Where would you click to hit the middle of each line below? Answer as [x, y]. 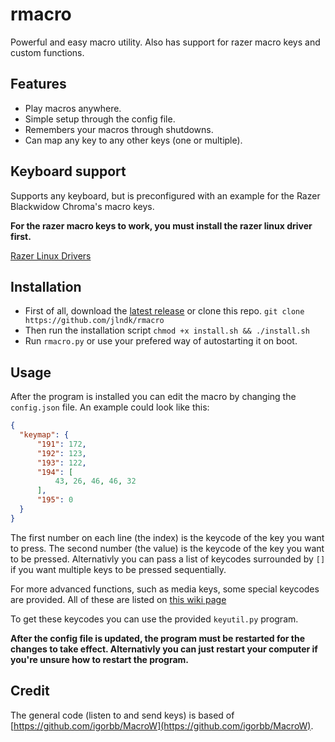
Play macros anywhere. [73, 108]
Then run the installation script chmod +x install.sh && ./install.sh [167, 330]
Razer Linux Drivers [51, 255]
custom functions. [47, 52]
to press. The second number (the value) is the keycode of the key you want [167, 548]
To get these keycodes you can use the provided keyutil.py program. [154, 619]
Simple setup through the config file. [100, 119]
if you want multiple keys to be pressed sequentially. [118, 569]
